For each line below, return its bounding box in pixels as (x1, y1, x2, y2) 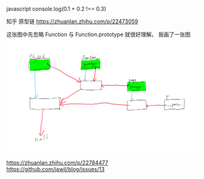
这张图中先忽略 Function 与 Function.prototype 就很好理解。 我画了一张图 (6, 31, 191, 38)
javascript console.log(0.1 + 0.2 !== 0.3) (6, 5, 106, 12)
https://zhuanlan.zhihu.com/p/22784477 (6, 159, 109, 166)
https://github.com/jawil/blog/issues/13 (6, 165, 105, 173)
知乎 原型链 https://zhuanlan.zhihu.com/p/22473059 (6, 18, 139, 25)
